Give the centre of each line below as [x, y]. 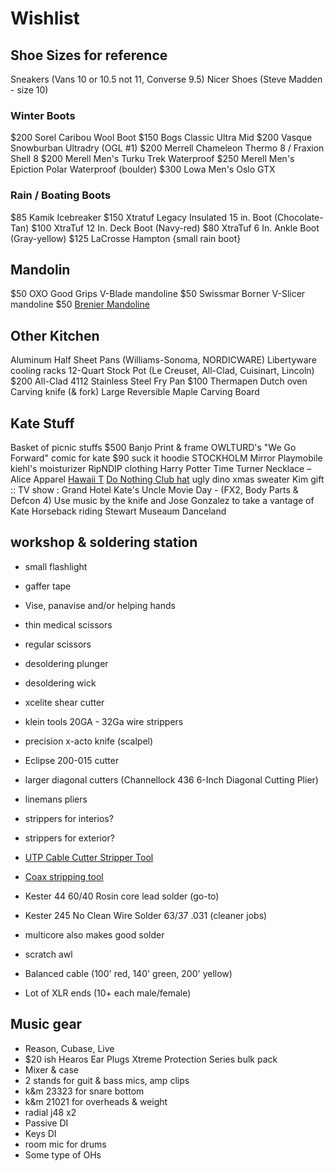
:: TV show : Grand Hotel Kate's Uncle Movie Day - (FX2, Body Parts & [154, 490]
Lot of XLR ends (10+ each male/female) [108, 993]
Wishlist [45, 18]
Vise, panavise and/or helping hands [100, 605]
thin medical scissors [68, 624]
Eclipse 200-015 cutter [72, 760]
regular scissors [58, 644]
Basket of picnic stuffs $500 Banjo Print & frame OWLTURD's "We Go [153, 448]
